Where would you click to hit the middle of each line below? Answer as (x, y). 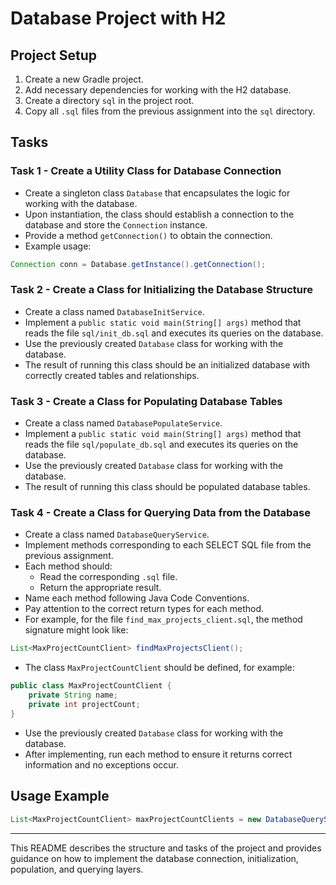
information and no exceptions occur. (102, 764)
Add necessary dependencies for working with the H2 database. (158, 90)
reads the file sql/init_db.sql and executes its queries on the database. (174, 333)
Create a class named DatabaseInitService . (114, 311)
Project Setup (54, 55)
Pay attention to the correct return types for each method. (144, 609)
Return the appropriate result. (100, 588)
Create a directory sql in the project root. (109, 100)
